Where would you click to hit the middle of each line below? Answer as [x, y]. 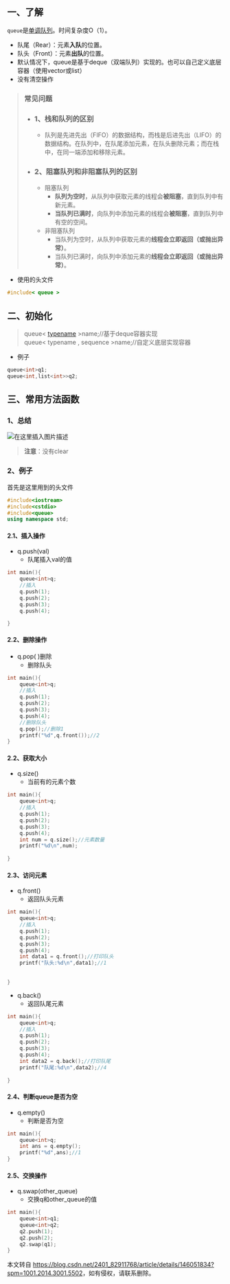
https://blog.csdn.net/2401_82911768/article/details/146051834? [123, 1265]
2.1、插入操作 [26, 536]
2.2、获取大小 [27, 758]
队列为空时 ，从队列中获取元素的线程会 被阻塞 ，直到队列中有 [139, 196]
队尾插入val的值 [49, 560]
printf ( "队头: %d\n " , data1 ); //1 [63, 963]
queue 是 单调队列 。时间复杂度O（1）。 [59, 30]
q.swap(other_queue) [47, 1191]
